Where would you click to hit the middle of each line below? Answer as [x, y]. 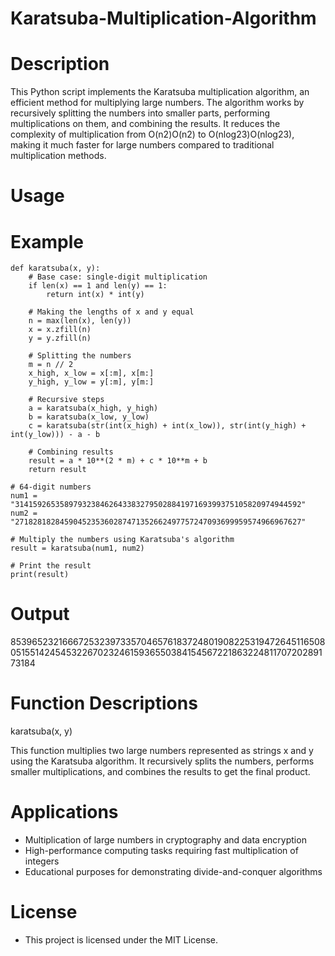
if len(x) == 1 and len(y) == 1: [98, 286]
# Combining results [71, 452]
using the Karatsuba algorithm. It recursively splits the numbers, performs [162, 761]
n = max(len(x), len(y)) [80, 321]
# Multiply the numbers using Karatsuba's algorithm [122, 540]
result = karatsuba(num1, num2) [77, 548]
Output [40, 614]
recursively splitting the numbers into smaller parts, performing [140, 113]
